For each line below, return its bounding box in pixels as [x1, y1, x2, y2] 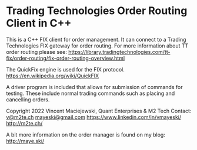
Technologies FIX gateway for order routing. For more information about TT [6, 42, 189, 49]
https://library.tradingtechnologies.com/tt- [68, 48, 171, 55]
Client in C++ [6, 16, 72, 30]
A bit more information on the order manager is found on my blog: [6, 131, 166, 138]
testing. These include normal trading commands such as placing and [6, 90, 175, 97]
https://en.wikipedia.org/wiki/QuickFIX [6, 72, 99, 79]
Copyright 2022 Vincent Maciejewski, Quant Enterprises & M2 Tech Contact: [6, 107, 192, 114]
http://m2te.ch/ [6, 120, 43, 127]
